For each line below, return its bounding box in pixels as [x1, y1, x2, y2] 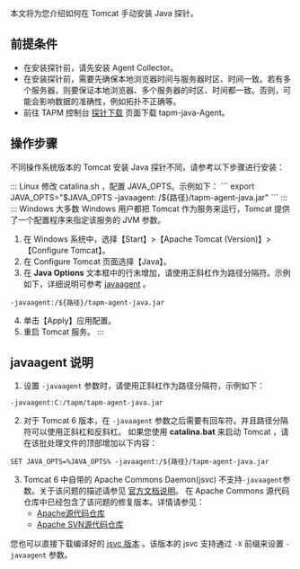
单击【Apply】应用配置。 [22, 315, 116, 325]
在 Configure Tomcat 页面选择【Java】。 [22, 255, 172, 267]
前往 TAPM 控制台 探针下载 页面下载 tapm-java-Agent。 [22, 107, 230, 118]
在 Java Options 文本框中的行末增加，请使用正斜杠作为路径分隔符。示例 [22, 267, 291, 278]
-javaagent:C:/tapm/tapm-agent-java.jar [10, 398, 164, 407]
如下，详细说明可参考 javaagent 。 [22, 278, 151, 289]
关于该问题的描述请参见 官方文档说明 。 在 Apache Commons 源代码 [39, 485, 290, 496]
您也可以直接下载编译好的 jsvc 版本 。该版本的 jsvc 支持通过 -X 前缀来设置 [10, 538, 284, 549]
